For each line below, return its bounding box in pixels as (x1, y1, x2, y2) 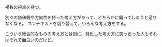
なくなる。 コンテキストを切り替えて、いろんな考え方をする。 (5, 21, 129, 26)
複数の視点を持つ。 (5, 4, 44, 10)
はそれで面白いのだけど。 (5, 37, 56, 43)
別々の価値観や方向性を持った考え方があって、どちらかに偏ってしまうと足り (5, 15, 157, 20)
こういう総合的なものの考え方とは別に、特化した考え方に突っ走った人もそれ (5, 31, 158, 36)
